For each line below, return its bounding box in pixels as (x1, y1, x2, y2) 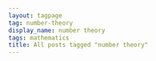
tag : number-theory (8, 19, 74, 27)
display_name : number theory (8, 26, 106, 34)
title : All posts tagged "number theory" (8, 41, 149, 49)
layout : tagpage (8, 11, 62, 20)
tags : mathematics (8, 33, 70, 42)
